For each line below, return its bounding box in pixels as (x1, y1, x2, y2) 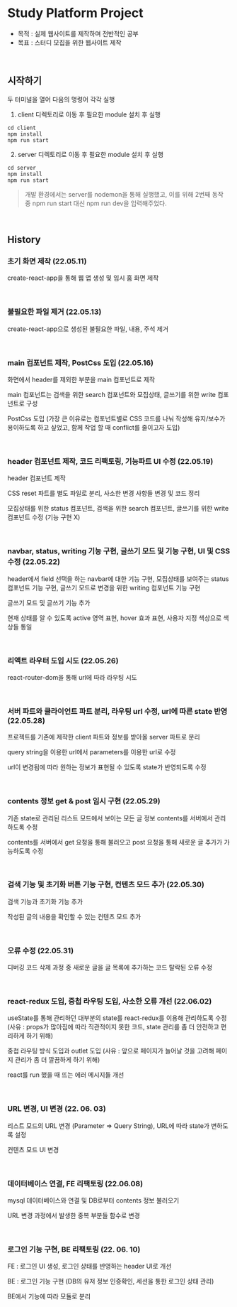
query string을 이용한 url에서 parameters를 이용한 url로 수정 (7, 748, 176, 756)
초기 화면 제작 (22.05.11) (7, 256, 87, 266)
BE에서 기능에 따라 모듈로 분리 (7, 1292, 91, 1301)
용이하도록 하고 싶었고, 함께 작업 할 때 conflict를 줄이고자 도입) (7, 423, 180, 432)
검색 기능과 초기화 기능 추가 (7, 897, 83, 906)
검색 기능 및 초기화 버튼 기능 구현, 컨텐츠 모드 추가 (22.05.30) (7, 879, 205, 889)
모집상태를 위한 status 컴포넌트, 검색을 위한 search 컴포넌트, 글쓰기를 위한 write (7, 504, 229, 513)
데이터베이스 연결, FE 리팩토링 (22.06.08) (7, 1178, 144, 1188)
